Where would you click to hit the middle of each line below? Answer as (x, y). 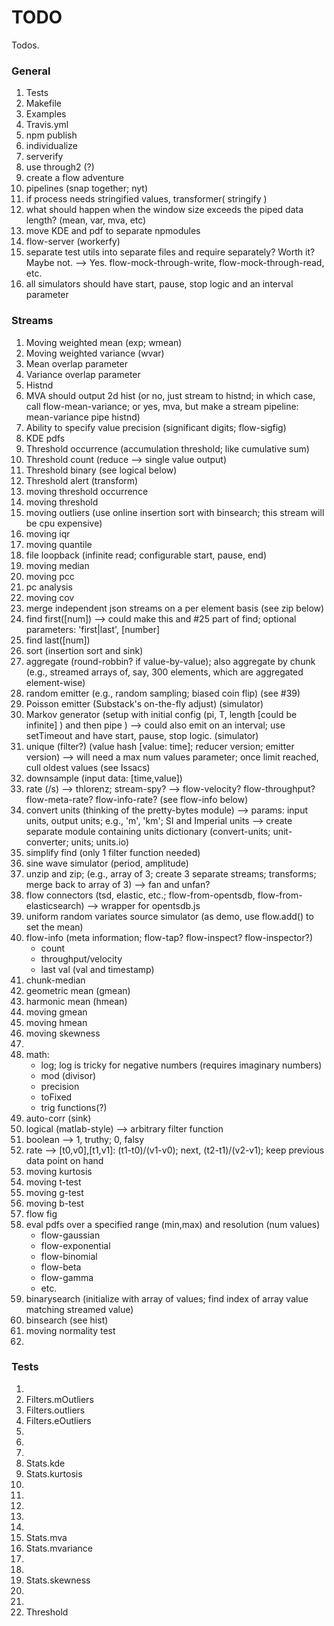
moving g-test (54, 1192)
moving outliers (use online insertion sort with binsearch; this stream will (175, 512)
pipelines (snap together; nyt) (87, 188)
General (31, 71)
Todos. (25, 45)
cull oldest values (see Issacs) (88, 767)
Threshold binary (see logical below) (101, 470)
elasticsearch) (55, 905)
